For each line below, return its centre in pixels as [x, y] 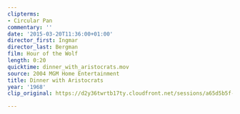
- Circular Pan [30, 21]
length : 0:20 [27, 61]
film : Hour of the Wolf [43, 54]
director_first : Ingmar [43, 41]
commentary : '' [30, 27]
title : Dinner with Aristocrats [55, 80]
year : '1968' [27, 87]
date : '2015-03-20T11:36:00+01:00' [60, 34]
